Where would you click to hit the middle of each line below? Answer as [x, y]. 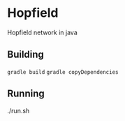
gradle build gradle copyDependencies [63, 72]
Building [25, 55]
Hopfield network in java [43, 32]
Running [26, 94]
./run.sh [19, 110]
